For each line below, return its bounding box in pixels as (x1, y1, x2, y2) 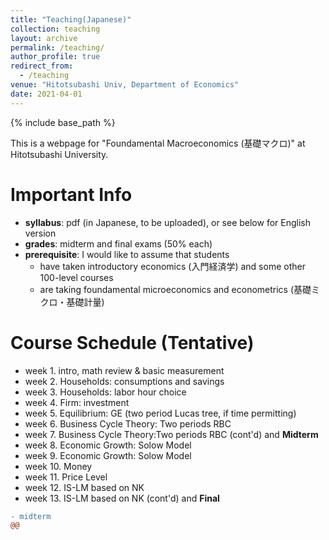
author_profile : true (10, 52, 101, 62)
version (24, 227, 57, 239)
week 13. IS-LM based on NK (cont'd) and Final (24, 492, 220, 504)
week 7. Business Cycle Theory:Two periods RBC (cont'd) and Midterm (24, 428, 319, 440)
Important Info (10, 183, 133, 206)
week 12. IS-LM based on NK (24, 481, 145, 493)
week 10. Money (24, 460, 93, 472)
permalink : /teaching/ (10, 42, 105, 53)
